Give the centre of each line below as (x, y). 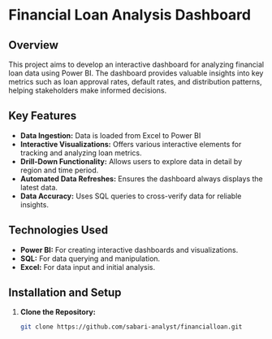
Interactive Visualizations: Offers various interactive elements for (131, 144)
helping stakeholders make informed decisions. (88, 90)
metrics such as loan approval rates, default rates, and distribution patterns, (135, 82)
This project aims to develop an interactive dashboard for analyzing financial (136, 64)
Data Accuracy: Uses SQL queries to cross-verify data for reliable (131, 196)
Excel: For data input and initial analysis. (88, 267)
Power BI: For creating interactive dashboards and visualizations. (129, 250)
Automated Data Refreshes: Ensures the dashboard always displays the (141, 178)
